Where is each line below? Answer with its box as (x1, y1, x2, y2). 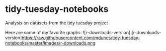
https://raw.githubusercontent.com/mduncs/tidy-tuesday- (21, 35, 140, 41)
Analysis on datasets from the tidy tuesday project (5, 20, 108, 26)
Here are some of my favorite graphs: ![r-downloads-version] (5, 29, 131, 35)
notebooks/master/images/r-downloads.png (5, 40, 96, 46)
